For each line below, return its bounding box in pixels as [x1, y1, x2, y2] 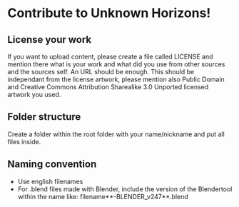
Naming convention [7, 158, 97, 171]
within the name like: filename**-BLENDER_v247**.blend [17, 192, 189, 201]
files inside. [7, 137, 41, 146]
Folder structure [7, 111, 81, 123]
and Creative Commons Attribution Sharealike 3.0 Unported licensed [7, 83, 209, 91]
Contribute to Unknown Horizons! [7, 5, 211, 21]
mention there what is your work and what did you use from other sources [7, 60, 225, 69]
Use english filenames [17, 177, 83, 186]
